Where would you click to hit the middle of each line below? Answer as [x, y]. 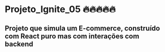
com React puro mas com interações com [72, 36]
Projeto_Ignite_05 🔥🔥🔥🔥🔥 [60, 9]
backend [19, 44]
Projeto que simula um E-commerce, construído [82, 28]
